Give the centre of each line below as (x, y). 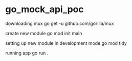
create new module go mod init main (44, 33)
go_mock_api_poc (45, 9)
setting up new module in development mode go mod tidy (66, 43)
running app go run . (27, 53)
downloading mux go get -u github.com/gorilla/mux (60, 23)
